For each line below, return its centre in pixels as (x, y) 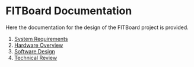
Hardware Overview (39, 45)
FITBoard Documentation (69, 11)
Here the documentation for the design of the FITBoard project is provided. (97, 27)
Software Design (35, 51)
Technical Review (36, 58)
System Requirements (41, 39)
